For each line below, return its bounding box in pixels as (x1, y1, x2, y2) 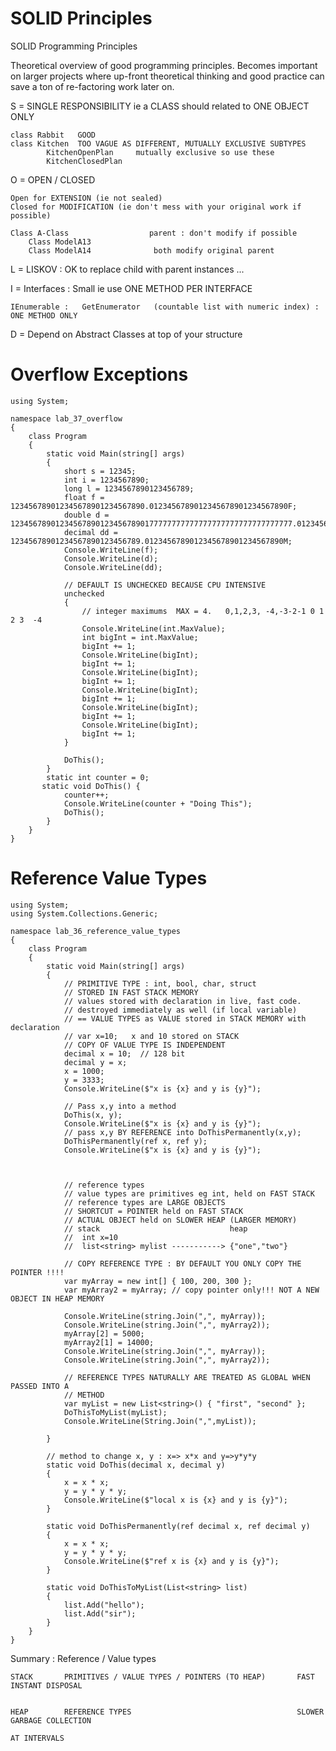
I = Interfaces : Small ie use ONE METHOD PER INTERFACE (10, 282, 253, 294)
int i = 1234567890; (63, 475, 150, 485)
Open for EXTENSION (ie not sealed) (10, 193, 163, 203)
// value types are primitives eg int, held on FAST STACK (63, 1188, 315, 1199)
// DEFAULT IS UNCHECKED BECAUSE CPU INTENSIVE (63, 580, 267, 590)
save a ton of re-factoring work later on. (10, 80, 175, 92)
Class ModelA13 (28, 237, 92, 247)
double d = (63, 510, 110, 520)
